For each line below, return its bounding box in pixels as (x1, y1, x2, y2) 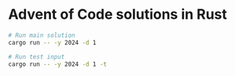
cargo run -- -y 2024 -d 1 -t (8, 60, 108, 68)
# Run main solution (8, 31, 76, 39)
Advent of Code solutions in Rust (8, 5, 228, 24)
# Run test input (8, 52, 65, 60)
